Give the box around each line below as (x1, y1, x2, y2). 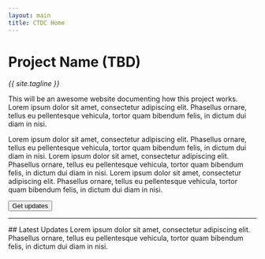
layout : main (8, 11, 51, 20)
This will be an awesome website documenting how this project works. (8, 94, 238, 103)
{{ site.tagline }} (8, 79, 60, 88)
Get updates (12, 202, 49, 210)
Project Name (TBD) (8, 53, 141, 71)
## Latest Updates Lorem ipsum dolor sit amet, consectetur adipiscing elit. (8, 225, 251, 235)
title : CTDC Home (8, 19, 65, 27)
